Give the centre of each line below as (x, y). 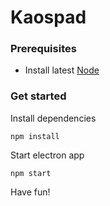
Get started (38, 96)
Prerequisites (43, 49)
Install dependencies (53, 118)
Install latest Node (62, 70)
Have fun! (30, 192)
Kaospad (48, 17)
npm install (35, 136)
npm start (31, 173)
